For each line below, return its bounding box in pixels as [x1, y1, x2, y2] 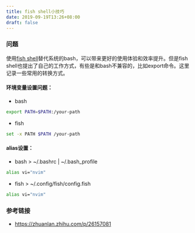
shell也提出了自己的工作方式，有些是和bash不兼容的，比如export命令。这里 [6, 62, 190, 69]
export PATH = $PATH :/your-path [6, 109, 81, 115]
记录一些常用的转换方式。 [6, 69, 68, 77]
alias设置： [6, 145, 34, 152]
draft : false [6, 19, 38, 25]
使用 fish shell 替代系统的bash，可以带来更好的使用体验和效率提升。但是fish [6, 54, 189, 62]
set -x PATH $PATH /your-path [6, 131, 81, 137]
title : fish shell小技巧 [6, 8, 65, 15]
